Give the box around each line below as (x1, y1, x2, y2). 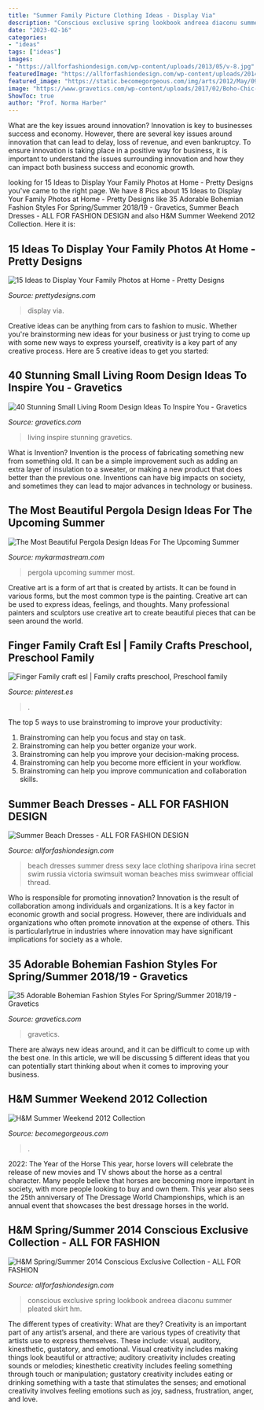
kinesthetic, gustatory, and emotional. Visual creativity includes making (8, 1344, 238, 1353)
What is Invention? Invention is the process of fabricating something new (8, 447, 244, 457)
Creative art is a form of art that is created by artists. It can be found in (8, 582, 236, 592)
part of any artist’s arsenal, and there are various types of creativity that (8, 1327, 241, 1337)
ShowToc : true (8, 92, 55, 100)
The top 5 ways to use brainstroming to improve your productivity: (8, 718, 222, 727)
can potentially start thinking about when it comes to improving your (8, 1062, 229, 1070)
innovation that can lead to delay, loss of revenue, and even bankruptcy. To (8, 138, 251, 147)
